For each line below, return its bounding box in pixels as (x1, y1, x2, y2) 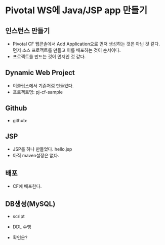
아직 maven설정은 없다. (12, 153, 59, 159)
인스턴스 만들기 (5, 26, 50, 35)
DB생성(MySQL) (5, 199, 56, 208)
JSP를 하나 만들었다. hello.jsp (12, 146, 72, 152)
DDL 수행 (12, 224, 31, 230)
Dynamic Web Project (5, 68, 75, 77)
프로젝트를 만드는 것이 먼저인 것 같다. (12, 54, 86, 59)
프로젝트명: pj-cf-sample (12, 89, 63, 95)
